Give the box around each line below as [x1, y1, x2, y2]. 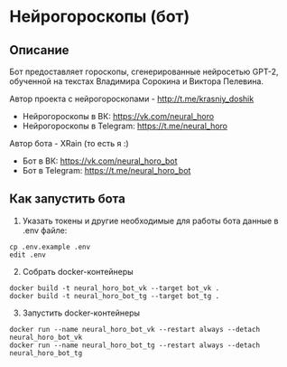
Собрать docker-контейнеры [22, 266, 134, 277]
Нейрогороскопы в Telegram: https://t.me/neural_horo [22, 120, 228, 131]
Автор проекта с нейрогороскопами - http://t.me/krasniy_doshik [9, 93, 255, 104]
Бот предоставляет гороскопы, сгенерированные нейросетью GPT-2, [9, 66, 279, 77]
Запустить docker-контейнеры [22, 307, 141, 318]
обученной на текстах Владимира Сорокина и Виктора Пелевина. [9, 76, 264, 87]
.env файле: [22, 224, 68, 236]
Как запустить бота [9, 192, 126, 207]
